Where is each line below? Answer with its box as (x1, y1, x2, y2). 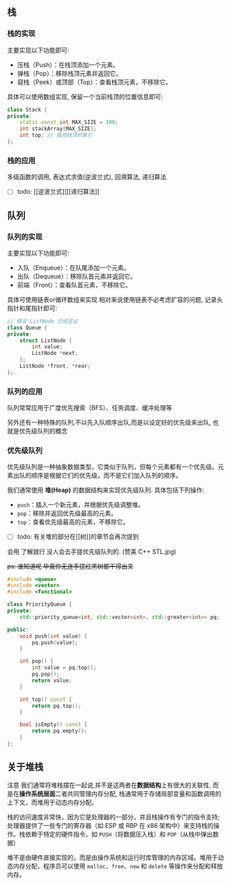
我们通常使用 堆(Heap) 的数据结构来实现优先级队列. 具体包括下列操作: (7, 486, 205, 494)
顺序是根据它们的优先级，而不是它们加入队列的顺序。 (30, 471, 182, 480)
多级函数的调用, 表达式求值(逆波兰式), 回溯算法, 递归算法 (7, 173, 167, 181)
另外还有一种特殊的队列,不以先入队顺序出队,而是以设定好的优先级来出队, (7, 418, 212, 427)
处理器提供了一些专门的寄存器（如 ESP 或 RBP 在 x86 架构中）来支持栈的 (7, 821, 214, 829)
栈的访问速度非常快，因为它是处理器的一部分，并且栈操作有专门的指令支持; (7, 813, 220, 821)
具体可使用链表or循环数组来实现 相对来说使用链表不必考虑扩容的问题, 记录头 (7, 295, 223, 303)
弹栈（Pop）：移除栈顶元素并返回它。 (16, 69, 122, 77)
